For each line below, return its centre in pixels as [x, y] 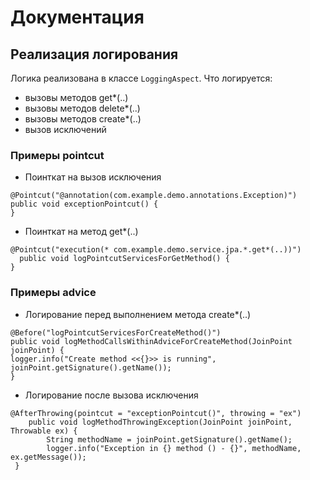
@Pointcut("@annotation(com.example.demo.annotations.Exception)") [154, 196]
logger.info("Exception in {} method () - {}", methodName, [174, 448]
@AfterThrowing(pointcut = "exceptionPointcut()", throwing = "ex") [156, 413]
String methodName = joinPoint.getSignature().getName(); [169, 439]
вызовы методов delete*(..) [82, 108]
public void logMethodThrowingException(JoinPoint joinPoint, [160, 422]
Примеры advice [53, 293]
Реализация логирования [94, 54]
